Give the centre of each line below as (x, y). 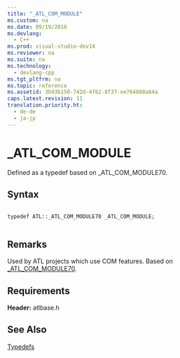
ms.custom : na (28, 20)
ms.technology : (29, 66)
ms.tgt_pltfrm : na (34, 79)
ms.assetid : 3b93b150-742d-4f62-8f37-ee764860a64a (83, 92)
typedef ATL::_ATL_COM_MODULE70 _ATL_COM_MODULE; (81, 217)
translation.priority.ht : (45, 105)
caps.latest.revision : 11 (45, 99)
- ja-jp (25, 118)
